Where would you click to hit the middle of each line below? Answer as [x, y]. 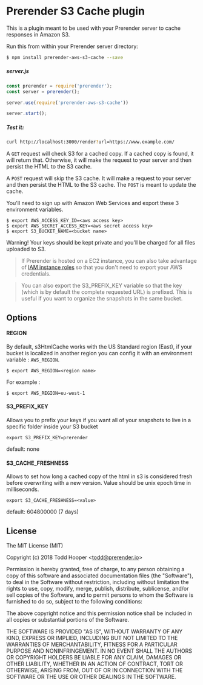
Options [22, 318]
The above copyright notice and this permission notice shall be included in [99, 613]
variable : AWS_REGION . [33, 360]
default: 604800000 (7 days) [42, 512]
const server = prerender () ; [43, 92]
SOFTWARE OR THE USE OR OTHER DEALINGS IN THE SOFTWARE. [91, 676]
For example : [23, 382]
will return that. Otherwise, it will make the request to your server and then [99, 160]
